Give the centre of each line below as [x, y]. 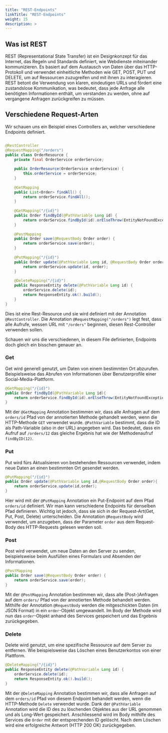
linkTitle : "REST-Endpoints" [35, 15]
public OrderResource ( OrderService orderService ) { [69, 169]
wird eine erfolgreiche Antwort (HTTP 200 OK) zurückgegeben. [70, 725]
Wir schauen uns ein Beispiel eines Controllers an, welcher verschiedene [80, 126]
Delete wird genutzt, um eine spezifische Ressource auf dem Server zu [78, 645]
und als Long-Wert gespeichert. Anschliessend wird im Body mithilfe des [80, 714]
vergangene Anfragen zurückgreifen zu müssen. [55, 99]
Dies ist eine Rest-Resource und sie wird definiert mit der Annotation [76, 313]
